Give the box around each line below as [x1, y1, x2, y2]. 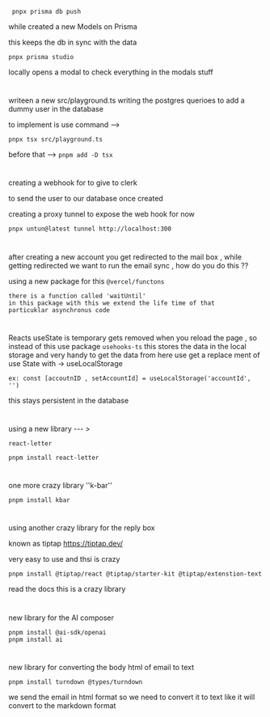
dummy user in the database [8, 104, 103, 114]
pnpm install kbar [8, 496, 70, 504]
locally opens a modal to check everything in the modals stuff [8, 67, 213, 77]
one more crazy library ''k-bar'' [8, 481, 113, 491]
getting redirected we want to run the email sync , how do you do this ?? [8, 260, 249, 270]
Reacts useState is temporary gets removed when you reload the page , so [8, 332, 257, 343]
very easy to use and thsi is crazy [8, 555, 120, 564]
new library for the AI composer [8, 613, 115, 622]
